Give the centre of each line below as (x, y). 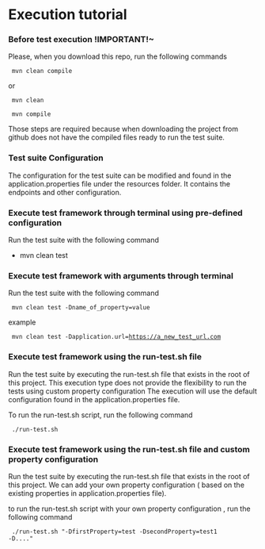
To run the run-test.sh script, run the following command (100, 415)
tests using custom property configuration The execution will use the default (132, 391)
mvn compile (31, 114)
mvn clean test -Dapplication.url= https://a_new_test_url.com (116, 337)
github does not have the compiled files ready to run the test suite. (117, 137)
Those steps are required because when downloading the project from (123, 129)
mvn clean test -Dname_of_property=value (81, 308)
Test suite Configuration (56, 158)
